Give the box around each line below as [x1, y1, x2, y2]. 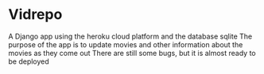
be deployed [8, 57, 49, 66]
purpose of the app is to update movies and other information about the [8, 39, 243, 49]
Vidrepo [8, 6, 63, 24]
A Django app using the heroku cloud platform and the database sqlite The [8, 31, 253, 41]
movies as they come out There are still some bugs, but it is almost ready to [8, 48, 256, 57]
